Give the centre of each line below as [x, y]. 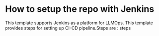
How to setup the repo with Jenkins [80, 9]
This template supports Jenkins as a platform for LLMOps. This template [79, 23]
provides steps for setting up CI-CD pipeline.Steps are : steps [68, 28]
